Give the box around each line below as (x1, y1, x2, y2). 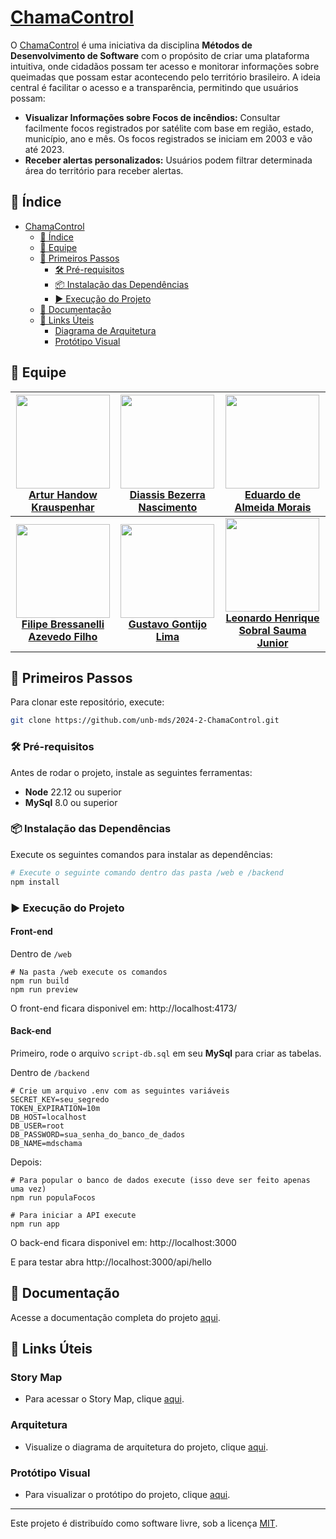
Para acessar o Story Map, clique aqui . (24, 1393, 185, 1405)
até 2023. (24, 143, 65, 155)
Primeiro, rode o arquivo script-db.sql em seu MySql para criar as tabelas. (10, 1047, 322, 1059)
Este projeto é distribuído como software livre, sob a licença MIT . (10, 1517, 278, 1530)
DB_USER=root (10, 1121, 65, 1131)
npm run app (10, 1219, 60, 1229)
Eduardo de (244, 487, 301, 501)
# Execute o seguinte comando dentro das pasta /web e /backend (10, 867, 284, 878)
